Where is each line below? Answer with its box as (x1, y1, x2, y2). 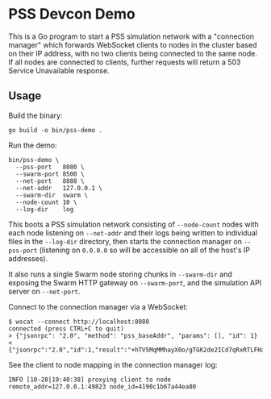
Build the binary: (8, 110, 63, 120)
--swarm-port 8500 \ (15, 170, 85, 178)
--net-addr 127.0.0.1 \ (15, 184, 103, 192)
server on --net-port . (8, 286, 81, 296)
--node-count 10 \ (15, 198, 78, 206)
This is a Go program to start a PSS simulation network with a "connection (8, 31, 255, 41)
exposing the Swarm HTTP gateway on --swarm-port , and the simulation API (8, 277, 262, 287)
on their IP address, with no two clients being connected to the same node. (8, 48, 258, 58)
